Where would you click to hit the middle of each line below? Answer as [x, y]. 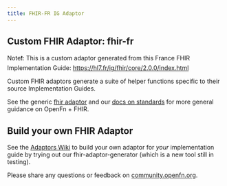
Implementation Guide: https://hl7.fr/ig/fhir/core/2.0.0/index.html [98, 68]
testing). [19, 162]
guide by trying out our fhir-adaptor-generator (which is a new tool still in [111, 154]
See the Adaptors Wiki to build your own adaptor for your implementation [111, 148]
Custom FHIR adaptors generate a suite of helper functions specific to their [113, 81]
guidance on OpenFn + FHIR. [48, 109]
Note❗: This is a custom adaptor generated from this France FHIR [99, 58]
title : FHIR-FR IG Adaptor [46, 13]
